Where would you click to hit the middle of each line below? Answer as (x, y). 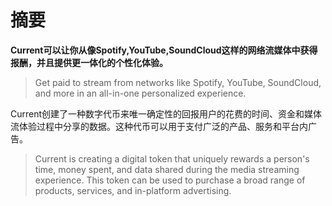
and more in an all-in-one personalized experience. (140, 93)
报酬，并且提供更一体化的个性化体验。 (89, 62)
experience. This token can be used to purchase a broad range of (170, 180)
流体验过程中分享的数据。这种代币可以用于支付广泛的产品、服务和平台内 (159, 126)
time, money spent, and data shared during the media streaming (167, 169)
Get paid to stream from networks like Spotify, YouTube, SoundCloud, (178, 82)
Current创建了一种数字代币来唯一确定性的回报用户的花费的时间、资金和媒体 (166, 113)
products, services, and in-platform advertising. (133, 190)
